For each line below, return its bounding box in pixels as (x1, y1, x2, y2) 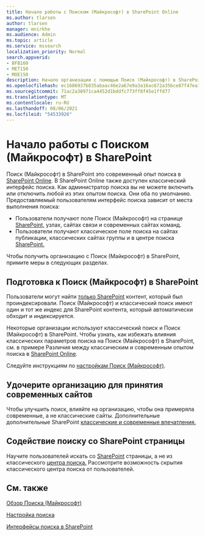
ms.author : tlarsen (6, 15, 56, 21)
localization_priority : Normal (6, 49, 86, 55)
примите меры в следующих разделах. (6, 259, 109, 266)
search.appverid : (6, 54, 51, 60)
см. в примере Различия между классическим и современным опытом (6, 344, 194, 351)
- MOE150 (6, 71, 29, 78)
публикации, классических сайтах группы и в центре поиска (15, 234, 174, 242)
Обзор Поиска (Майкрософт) (6, 499, 82, 507)
